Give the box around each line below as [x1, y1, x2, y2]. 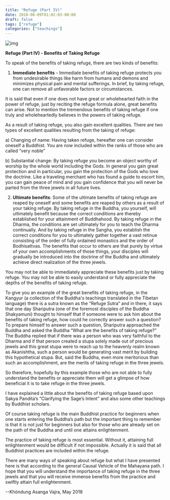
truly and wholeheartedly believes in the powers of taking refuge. [5, 112, 142, 118]
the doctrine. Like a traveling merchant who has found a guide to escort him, [5, 174, 165, 180]
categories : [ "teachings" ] [5, 26, 62, 31]
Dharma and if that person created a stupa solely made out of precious [5, 338, 154, 344]
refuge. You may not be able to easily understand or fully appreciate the [5, 275, 156, 281]
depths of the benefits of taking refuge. [5, 280, 88, 286]
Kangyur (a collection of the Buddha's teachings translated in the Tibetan [5, 295, 158, 301]
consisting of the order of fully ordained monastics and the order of [12, 238, 154, 244]
